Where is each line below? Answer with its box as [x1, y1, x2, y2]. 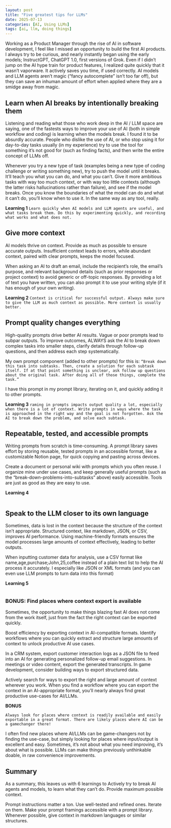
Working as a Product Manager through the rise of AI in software [5, 40, 141, 46]
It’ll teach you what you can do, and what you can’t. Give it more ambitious [5, 173, 162, 179]
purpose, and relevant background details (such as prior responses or [5, 269, 153, 275]
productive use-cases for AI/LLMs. [5, 693, 79, 699]
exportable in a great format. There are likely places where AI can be [5, 717, 163, 722]
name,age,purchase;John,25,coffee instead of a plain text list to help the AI [5, 559, 163, 566]
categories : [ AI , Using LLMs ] [5, 21, 70, 27]
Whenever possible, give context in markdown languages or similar [5, 812, 146, 818]
